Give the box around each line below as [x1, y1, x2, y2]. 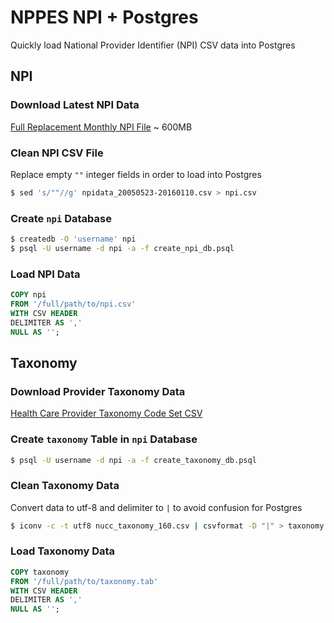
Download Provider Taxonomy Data [10, 384, 186, 398]
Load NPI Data [10, 267, 81, 281]
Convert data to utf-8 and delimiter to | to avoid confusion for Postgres [10, 501, 303, 513]
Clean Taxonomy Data [10, 479, 120, 493]
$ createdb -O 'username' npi [10, 234, 137, 245]
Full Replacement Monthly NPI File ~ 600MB [10, 121, 193, 133]
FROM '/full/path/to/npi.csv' [10, 299, 137, 310]
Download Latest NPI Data [10, 98, 140, 112]
